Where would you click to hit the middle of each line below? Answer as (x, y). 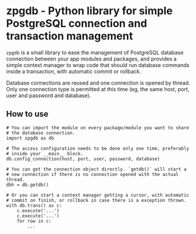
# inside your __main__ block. (45, 153)
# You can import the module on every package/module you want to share (98, 128)
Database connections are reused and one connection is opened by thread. (98, 83)
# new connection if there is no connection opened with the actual (92, 174)
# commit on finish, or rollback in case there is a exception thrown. (96, 200)
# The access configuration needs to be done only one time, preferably (98, 148)
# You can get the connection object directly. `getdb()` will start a (96, 169)
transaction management (70, 36)
